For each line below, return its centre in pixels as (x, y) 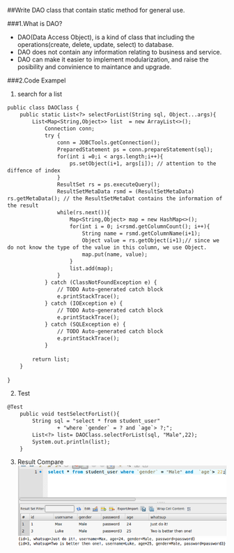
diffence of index (34, 171)
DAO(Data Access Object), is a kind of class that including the (106, 37)
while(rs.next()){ (84, 213)
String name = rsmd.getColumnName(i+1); (141, 234)
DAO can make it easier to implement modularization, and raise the (113, 59)
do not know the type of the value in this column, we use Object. (107, 247)
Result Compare (40, 462)
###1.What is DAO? (35, 23)
